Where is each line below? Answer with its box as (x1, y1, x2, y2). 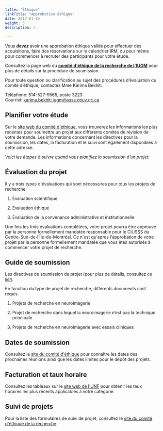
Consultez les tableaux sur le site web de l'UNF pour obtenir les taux (5, 383, 142, 389)
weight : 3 (5, 20, 25, 26)
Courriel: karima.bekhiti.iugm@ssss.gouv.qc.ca (5, 97, 99, 102)
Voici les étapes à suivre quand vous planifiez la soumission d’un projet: (5, 154, 149, 160)
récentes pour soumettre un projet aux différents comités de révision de (5, 129, 149, 135)
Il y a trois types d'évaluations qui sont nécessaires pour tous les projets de (5, 181, 156, 187)
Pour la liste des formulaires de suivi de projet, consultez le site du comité (5, 415, 153, 421)
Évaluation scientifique (12, 195, 58, 201)
